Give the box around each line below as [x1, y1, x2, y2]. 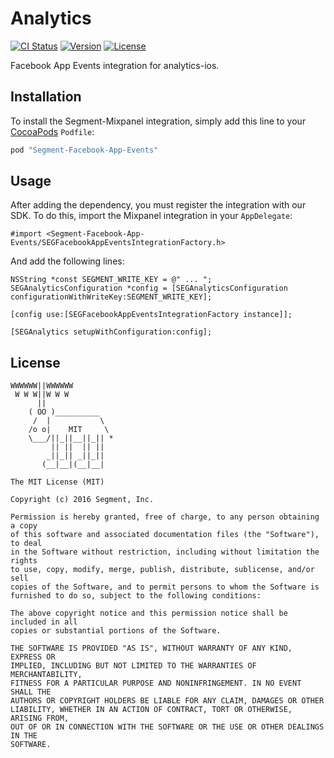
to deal [10, 538, 43, 549]
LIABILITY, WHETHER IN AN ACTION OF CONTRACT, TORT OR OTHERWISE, [10, 705, 293, 715]
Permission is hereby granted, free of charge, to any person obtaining [10, 512, 320, 522]
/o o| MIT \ [28, 425, 110, 435]
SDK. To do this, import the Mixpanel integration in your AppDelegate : [10, 210, 293, 222]
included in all [10, 617, 78, 627]
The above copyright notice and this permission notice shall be [10, 608, 288, 619]
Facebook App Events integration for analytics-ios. [10, 59, 220, 71]
